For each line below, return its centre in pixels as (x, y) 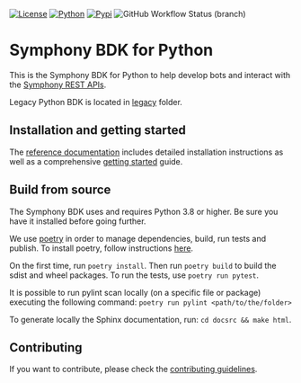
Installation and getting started (97, 130)
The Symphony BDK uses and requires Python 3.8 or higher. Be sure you (144, 211)
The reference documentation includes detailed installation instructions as (146, 152)
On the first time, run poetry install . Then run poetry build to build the (143, 265)
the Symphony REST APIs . (58, 85)
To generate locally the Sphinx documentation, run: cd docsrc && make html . (150, 319)
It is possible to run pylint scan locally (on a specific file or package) (135, 292)
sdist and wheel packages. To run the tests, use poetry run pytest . (134, 275)
